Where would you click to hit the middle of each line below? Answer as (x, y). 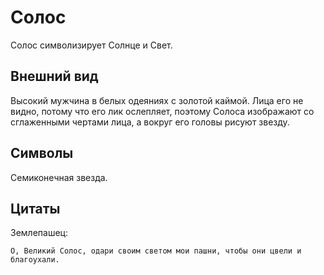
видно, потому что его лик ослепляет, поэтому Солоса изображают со (162, 111)
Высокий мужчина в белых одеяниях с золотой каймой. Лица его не (157, 100)
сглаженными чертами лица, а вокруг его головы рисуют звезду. (150, 122)
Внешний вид (54, 76)
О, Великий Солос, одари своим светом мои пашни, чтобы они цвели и (156, 251)
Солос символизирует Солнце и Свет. (91, 45)
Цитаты (35, 208)
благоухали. (35, 260)
